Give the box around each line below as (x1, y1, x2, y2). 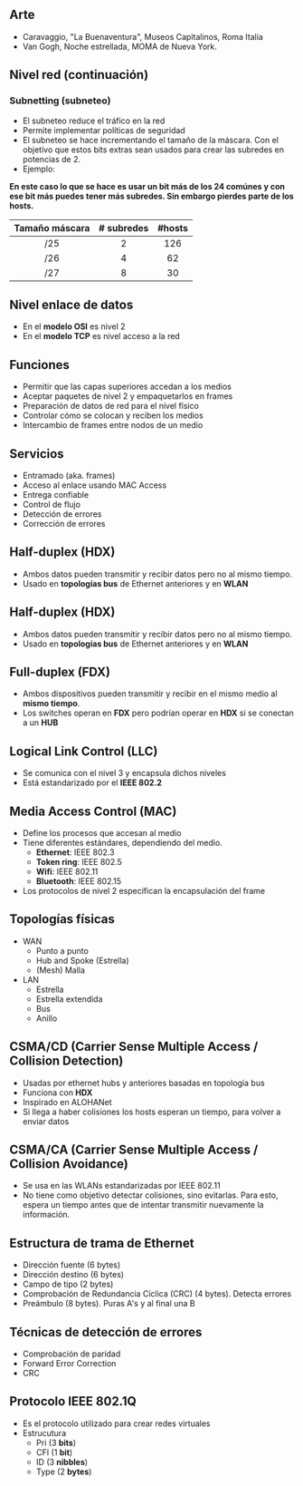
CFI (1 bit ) (35, 1446, 73, 1458)
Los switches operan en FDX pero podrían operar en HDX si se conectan (22, 707, 294, 719)
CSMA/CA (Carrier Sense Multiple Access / (9, 1142, 259, 1158)
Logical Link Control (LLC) (9, 743, 158, 759)
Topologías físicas (9, 911, 116, 928)
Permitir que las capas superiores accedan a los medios (22, 381, 232, 393)
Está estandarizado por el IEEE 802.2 (22, 777, 163, 788)
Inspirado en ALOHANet (22, 1096, 112, 1107)
